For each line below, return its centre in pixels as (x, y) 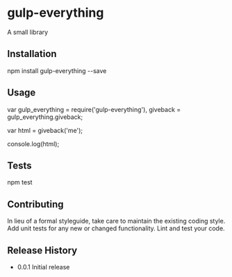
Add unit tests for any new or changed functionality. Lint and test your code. (116, 228)
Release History (42, 250)
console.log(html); (33, 143)
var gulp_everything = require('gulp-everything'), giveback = (94, 109)
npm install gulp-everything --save (57, 70)
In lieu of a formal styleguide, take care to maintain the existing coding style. (116, 221)
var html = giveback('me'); (45, 130)
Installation (32, 54)
